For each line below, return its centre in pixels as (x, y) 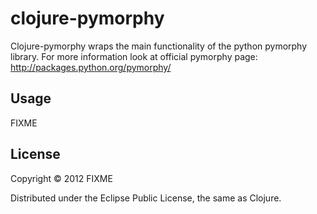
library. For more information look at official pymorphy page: (134, 56)
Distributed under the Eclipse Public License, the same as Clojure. (146, 198)
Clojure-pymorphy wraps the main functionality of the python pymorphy (159, 46)
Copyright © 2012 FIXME (61, 178)
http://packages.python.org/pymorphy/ (91, 67)
